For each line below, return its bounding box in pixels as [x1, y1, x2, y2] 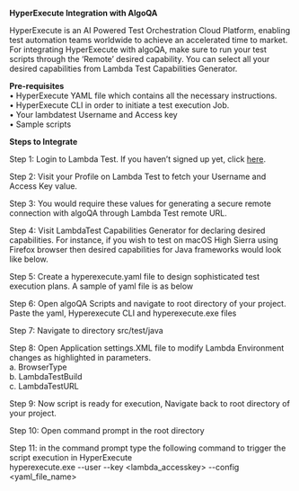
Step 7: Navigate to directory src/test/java [9, 326, 163, 335]
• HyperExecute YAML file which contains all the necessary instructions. [9, 90, 277, 101]
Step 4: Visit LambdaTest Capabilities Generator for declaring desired [9, 225, 266, 236]
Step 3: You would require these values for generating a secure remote [9, 198, 272, 209]
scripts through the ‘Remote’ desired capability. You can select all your [9, 54, 270, 64]
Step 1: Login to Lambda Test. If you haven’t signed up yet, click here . [9, 154, 267, 165]
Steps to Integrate [9, 137, 78, 147]
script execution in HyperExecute [9, 452, 133, 462]
